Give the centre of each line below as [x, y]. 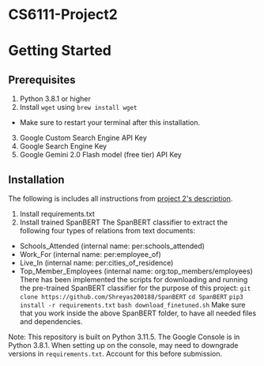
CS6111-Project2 [63, 15]
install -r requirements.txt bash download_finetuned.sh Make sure [132, 305]
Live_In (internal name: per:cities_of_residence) [96, 263]
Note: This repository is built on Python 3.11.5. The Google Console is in [124, 337]
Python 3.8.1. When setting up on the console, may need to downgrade [123, 345]
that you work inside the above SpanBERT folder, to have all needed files [138, 313]
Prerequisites [42, 79]
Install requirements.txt [57, 214]
